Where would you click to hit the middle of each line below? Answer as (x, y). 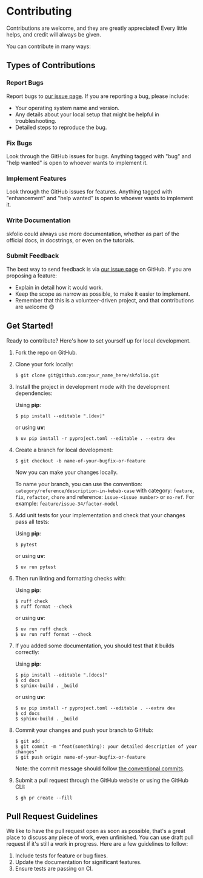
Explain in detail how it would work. (59, 287)
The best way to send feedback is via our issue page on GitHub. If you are (99, 269)
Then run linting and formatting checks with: (70, 578)
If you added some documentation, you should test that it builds (95, 646)
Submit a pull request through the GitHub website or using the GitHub (102, 780)
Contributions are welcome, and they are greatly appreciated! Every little (97, 28)
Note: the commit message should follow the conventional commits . (100, 768)
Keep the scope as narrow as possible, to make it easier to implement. (103, 294)
